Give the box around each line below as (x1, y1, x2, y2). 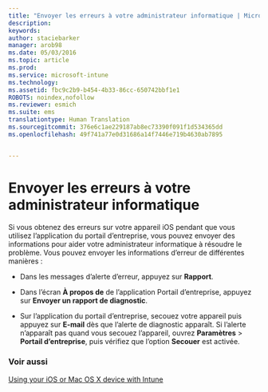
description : (8, 19, 52, 27)
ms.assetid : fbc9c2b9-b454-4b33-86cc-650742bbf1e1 (8, 85, 180, 94)
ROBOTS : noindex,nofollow (8, 93, 94, 101)
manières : (8, 256, 43, 266)
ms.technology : (8, 78, 59, 86)
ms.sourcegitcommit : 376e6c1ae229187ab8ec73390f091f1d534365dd (8, 123, 223, 131)
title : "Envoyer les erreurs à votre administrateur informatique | (8, 11, 241, 20)
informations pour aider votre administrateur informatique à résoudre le (8, 239, 242, 248)
